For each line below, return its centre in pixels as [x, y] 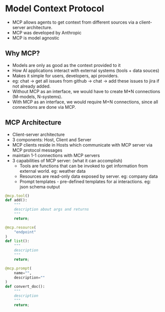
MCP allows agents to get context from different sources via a [75, 22]
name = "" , [23, 273]
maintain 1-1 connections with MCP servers [56, 155]
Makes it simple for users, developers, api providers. [66, 76]
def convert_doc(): [25, 287]
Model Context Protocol [55, 9]
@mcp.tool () [17, 196]
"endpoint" [25, 232]
